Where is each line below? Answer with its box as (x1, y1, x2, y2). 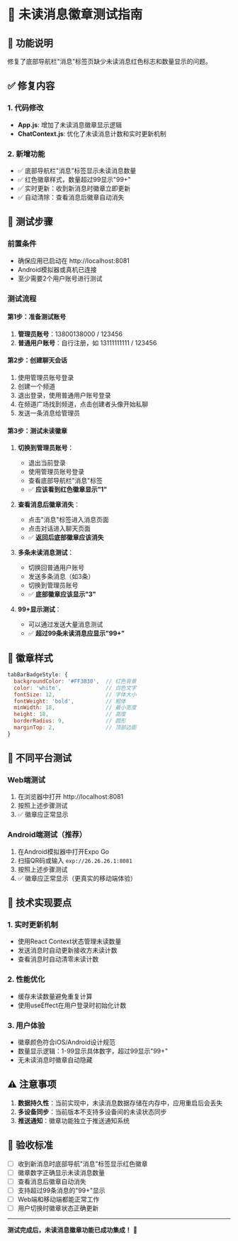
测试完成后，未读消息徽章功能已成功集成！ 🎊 (7, 1226, 138, 1235)
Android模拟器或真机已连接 (17, 265, 97, 273)
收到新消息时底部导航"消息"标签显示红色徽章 (17, 1159, 148, 1168)
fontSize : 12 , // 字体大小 (13, 690, 137, 698)
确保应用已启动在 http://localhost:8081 (17, 256, 130, 265)
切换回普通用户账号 (28, 563, 85, 572)
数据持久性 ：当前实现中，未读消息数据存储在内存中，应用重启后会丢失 (17, 1098, 223, 1107)
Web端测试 (7, 775, 46, 785)
